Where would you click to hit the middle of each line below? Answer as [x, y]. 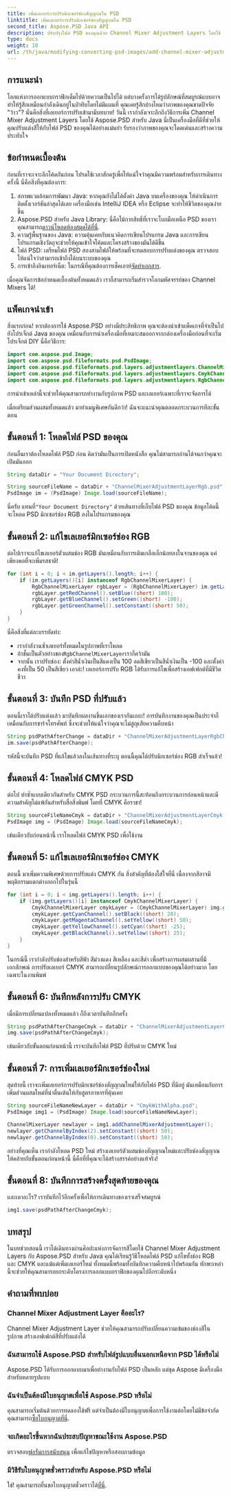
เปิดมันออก [20, 461]
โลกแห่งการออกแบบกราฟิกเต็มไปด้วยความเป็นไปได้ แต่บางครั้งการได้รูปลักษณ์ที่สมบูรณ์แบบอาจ [114, 97]
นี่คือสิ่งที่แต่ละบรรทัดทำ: [34, 631]
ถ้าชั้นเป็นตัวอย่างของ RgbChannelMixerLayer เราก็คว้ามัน [84, 653]
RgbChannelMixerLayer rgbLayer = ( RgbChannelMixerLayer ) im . [121, 587]
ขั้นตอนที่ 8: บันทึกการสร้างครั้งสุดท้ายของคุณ [83, 1180]
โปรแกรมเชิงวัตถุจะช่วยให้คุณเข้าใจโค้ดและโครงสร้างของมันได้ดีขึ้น [91, 242]
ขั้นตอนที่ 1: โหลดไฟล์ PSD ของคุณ [68, 437]
